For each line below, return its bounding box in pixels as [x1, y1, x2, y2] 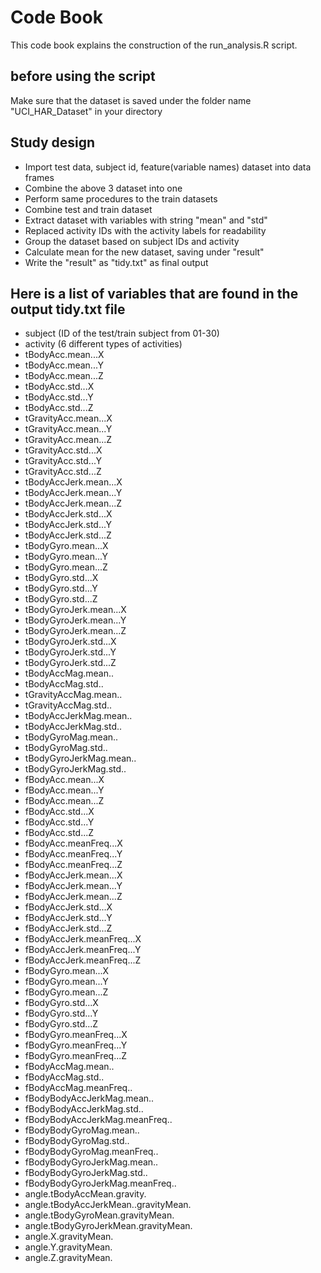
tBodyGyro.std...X [24, 572, 99, 584]
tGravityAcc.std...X [24, 444, 103, 456]
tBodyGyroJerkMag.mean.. [24, 752, 137, 765]
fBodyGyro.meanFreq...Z [24, 1050, 128, 1062]
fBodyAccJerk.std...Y [24, 912, 113, 924]
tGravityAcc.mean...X [24, 412, 113, 425]
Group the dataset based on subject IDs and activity [24, 235, 240, 247]
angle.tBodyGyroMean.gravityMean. [24, 1209, 175, 1221]
